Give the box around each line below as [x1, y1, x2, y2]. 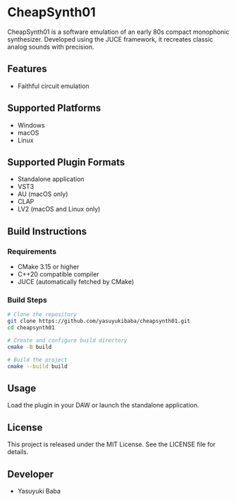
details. [7, 448, 29, 456]
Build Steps [7, 295, 47, 305]
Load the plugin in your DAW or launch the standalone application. [7, 401, 199, 410]
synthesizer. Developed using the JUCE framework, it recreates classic [7, 35, 213, 43]
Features [7, 63, 47, 75]
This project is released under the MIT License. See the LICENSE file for [7, 440, 216, 448]
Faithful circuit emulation [17, 82, 89, 90]
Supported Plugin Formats [7, 156, 125, 168]
